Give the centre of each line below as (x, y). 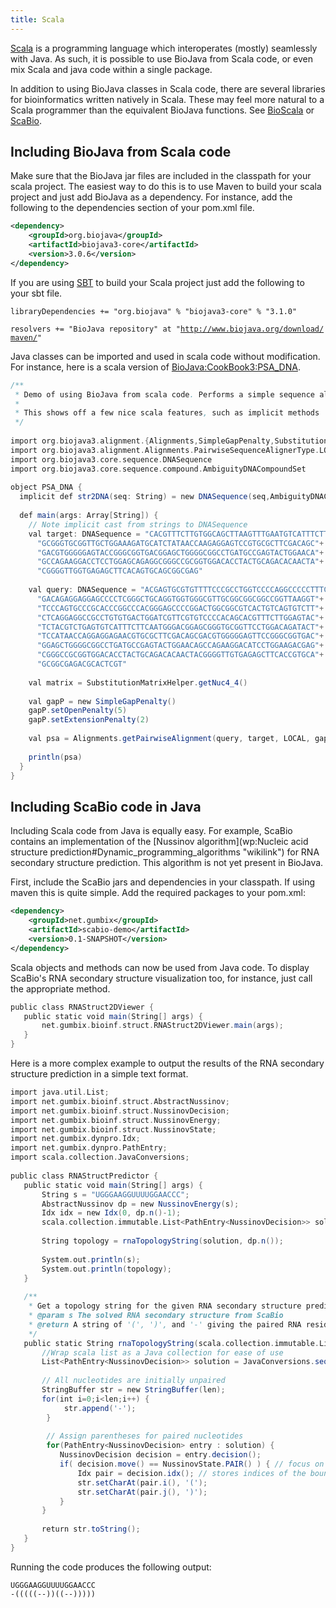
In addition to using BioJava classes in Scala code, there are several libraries (168, 88)
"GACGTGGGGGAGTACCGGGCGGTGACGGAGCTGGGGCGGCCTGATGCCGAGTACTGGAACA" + (180, 552)
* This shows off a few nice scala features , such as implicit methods (167, 413)
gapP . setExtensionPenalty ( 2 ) (89, 720)
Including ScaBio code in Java (106, 806)
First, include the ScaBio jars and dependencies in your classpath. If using (163, 882)
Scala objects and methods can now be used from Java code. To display (160, 967)
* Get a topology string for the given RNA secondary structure (165, 1306)
